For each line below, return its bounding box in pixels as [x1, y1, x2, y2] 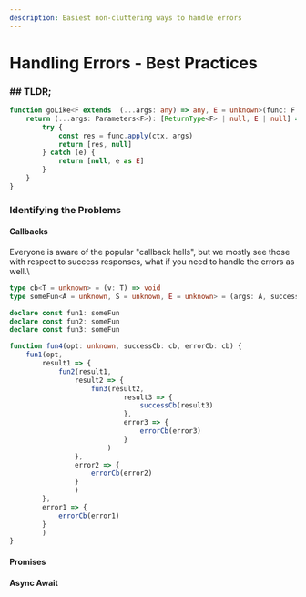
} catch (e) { [42, 148, 96, 158]
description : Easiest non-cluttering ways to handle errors [9, 13, 243, 23]
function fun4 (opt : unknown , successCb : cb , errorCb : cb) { [9, 342, 243, 351]
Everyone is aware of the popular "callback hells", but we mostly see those [9, 246, 291, 257]
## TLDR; [9, 85, 52, 98]
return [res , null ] [57, 139, 132, 149]
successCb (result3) [139, 401, 214, 410]
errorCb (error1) [57, 511, 120, 520]
